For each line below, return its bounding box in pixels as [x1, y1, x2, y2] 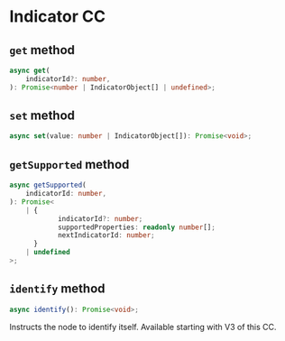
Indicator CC [9, 6, 106, 27]
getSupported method [9, 156, 130, 172]
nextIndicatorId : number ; [57, 231, 155, 240]
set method [9, 108, 75, 124]
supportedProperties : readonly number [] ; [57, 223, 216, 232]
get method [9, 42, 75, 58]
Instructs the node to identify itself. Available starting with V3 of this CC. [9, 321, 277, 332]
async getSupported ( [9, 180, 87, 190]
